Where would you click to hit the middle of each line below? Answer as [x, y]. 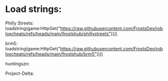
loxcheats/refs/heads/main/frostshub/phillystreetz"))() [61, 33]
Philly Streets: [20, 23]
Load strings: [33, 9]
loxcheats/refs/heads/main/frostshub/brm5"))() [54, 54]
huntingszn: [18, 63]
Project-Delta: [20, 73]
